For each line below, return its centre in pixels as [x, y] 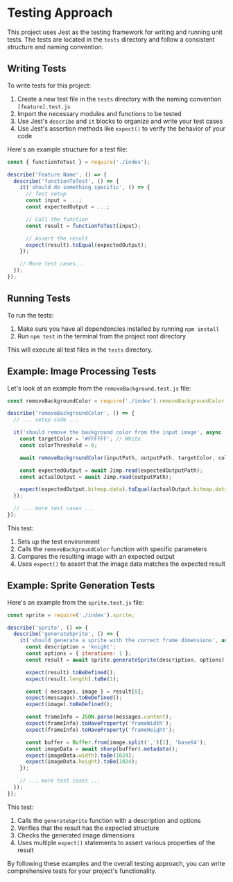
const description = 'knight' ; [71, 647]
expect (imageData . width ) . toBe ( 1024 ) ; [80, 756]
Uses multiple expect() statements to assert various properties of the [116, 842]
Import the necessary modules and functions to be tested [99, 113]
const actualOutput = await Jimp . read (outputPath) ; [96, 477]
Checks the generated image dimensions [76, 835]
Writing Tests [37, 68]
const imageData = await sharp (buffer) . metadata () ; [102, 749]
